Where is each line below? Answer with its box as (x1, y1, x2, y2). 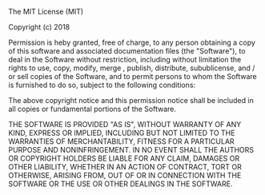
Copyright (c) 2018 (8, 22, 70, 31)
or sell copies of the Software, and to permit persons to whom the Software (8, 72, 258, 81)
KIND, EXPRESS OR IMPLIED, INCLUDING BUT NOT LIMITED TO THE (8, 128, 235, 137)
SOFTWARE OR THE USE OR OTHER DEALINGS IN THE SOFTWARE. (8, 179, 233, 189)
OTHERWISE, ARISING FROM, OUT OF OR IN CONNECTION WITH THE (8, 171, 242, 180)
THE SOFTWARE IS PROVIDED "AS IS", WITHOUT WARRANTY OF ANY (8, 120, 242, 129)
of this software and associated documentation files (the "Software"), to (8, 46, 246, 55)
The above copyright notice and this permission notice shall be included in (8, 96, 254, 105)
